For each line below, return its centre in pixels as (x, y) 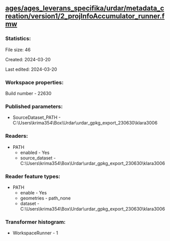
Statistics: (18, 38)
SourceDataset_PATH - (37, 117)
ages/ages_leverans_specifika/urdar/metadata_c (85, 8)
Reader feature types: (33, 176)
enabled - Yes (35, 152)
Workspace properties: (35, 82)
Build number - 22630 (28, 93)
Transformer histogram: (36, 222)
